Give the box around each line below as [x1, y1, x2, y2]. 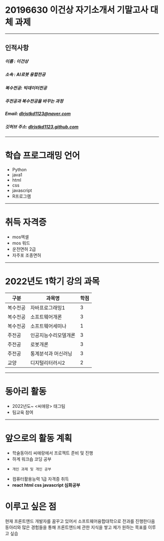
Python [12, 167, 27, 173]
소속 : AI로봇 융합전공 [5, 71, 46, 77]
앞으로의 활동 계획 [5, 433, 72, 444]
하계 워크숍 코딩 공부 [12, 456, 52, 462]
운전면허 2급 [12, 246, 36, 252]
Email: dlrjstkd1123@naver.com [5, 111, 71, 117]
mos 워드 [12, 240, 30, 246]
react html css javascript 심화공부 [12, 482, 81, 488]
